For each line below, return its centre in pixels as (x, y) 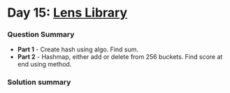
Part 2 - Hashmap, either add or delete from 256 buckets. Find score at (120, 57)
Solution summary (39, 83)
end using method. (44, 65)
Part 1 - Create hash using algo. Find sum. (78, 49)
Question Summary (41, 35)
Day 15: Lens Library (67, 13)
